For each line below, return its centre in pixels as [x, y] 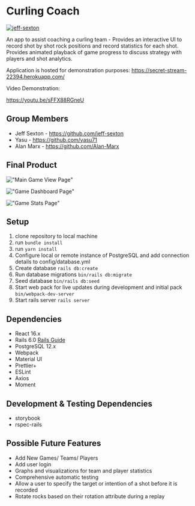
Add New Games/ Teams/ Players [56, 458]
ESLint [23, 372]
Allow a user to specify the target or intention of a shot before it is [96, 483]
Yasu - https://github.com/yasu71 [56, 140]
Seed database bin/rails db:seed [57, 281]
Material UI [28, 359]
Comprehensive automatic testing [57, 477]
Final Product [31, 165]
